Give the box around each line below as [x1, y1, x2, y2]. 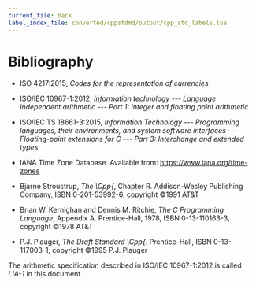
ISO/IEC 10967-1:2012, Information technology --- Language [19, 94, 217, 103]
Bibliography [8, 53, 94, 71]
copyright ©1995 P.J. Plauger [52, 246, 148, 255]
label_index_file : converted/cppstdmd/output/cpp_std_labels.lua [8, 19, 227, 27]
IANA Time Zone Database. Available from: [19, 158, 159, 168]
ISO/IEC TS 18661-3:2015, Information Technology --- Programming [19, 117, 240, 127]
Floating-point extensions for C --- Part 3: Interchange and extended [19, 135, 244, 144]
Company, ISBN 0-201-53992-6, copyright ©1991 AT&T [19, 190, 199, 199]
